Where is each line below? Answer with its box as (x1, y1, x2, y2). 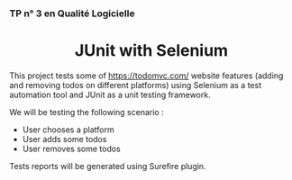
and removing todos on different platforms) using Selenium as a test (9, 79, 262, 90)
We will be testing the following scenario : (9, 106, 164, 117)
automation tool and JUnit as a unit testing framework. (9, 89, 211, 100)
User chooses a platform (22, 124, 114, 135)
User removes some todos (22, 143, 121, 154)
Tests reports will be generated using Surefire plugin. (9, 160, 206, 171)
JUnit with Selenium (75, 40, 228, 61)
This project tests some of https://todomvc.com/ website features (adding (9, 70, 284, 81)
